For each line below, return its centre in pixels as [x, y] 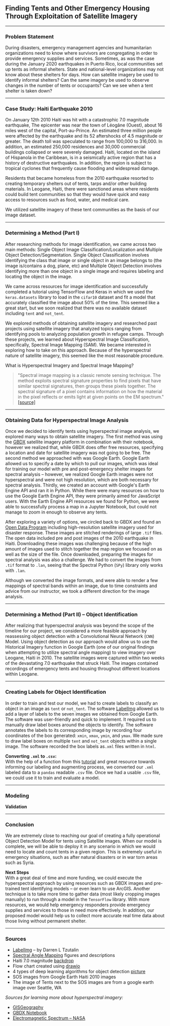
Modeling [17, 795]
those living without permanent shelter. [46, 921]
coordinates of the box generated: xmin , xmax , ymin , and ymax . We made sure [84, 735]
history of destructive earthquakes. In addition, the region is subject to [78, 163]
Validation [16, 807]
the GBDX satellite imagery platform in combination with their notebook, [80, 442]
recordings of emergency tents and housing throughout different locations [83, 669]
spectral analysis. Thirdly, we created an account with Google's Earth [77, 485]
